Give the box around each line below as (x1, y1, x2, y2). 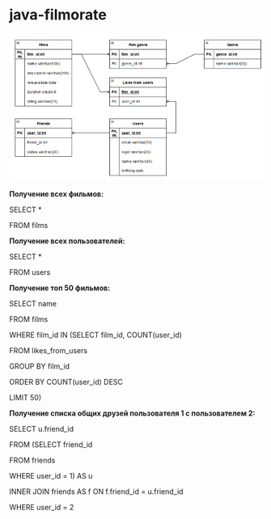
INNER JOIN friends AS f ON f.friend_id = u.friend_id (9, 487, 184, 496)
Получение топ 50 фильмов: (9, 283, 111, 293)
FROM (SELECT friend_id (9, 439, 93, 449)
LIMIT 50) (9, 392, 42, 402)
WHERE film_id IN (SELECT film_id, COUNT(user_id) (9, 330, 183, 340)
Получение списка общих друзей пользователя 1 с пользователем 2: (9, 408, 256, 418)
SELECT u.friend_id (9, 424, 74, 433)
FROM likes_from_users (9, 345, 88, 355)
